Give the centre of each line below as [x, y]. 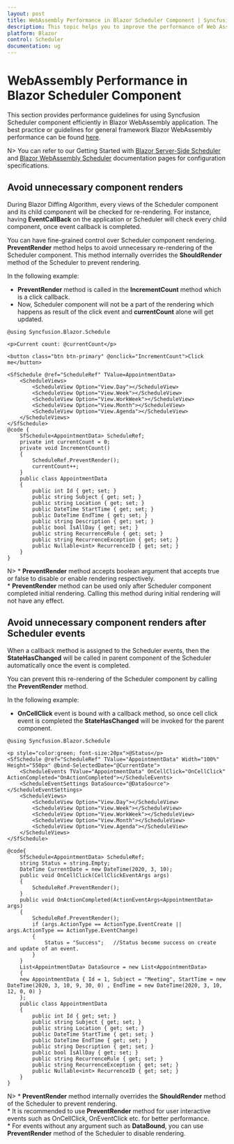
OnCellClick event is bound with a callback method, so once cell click [117, 713]
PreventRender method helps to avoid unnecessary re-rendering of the [110, 247]
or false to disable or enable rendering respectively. [81, 578]
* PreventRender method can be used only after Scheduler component [109, 586]
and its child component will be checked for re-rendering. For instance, [109, 212]
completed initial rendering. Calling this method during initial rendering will [114, 593]
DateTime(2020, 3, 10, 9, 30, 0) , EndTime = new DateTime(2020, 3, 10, [115, 985]
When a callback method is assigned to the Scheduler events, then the [109, 650]
